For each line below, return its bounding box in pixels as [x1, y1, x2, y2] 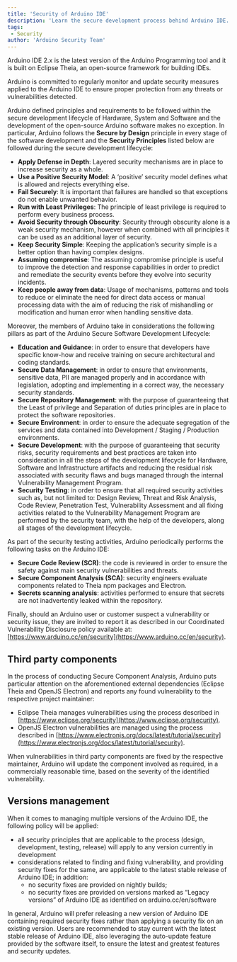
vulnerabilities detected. [7, 93, 78, 101]
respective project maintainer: [7, 694, 95, 703]
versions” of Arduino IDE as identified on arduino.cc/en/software [28, 895, 217, 904]
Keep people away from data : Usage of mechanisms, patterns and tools [17, 285, 229, 294]
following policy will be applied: [7, 821, 99, 830]
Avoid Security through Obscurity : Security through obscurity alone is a [17, 217, 231, 227]
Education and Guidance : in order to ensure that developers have [17, 343, 210, 351]
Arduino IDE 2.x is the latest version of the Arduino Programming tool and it [7, 56, 226, 64]
